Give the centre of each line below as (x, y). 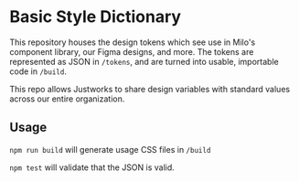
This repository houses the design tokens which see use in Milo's (133, 42)
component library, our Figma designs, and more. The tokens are (132, 51)
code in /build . (38, 71)
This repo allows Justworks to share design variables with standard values (150, 89)
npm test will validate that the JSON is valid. (92, 167)
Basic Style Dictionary (95, 17)
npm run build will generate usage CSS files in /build (110, 149)
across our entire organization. (67, 99)
